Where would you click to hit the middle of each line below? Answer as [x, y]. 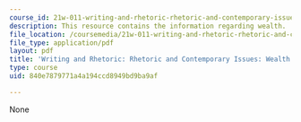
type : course [34, 68]
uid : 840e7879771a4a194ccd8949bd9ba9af [84, 76]
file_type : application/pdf [62, 43]
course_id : [30, 17]
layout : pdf [31, 51]
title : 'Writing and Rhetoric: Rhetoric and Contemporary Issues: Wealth [150, 59]
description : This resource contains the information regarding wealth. [148, 26]
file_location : [38, 34]
